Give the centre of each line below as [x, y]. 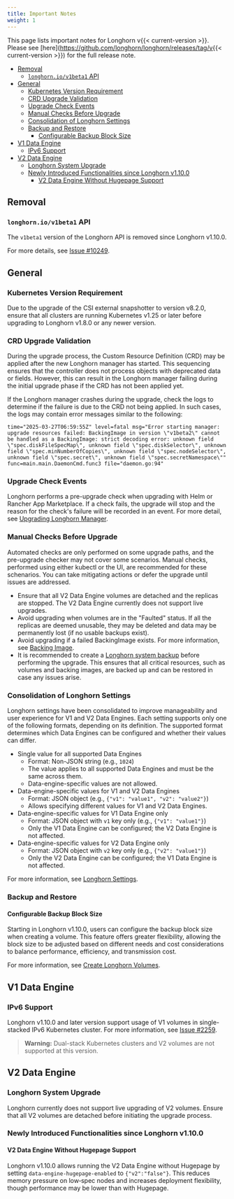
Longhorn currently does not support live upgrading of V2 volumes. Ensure [115, 1108]
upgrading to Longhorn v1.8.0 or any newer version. [82, 322]
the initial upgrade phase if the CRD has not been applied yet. [95, 386]
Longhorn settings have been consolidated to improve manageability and [112, 711]
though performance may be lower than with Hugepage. [88, 1188]
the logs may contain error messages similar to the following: [95, 414]
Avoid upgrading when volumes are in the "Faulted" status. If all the [114, 618]
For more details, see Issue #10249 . [59, 251]
